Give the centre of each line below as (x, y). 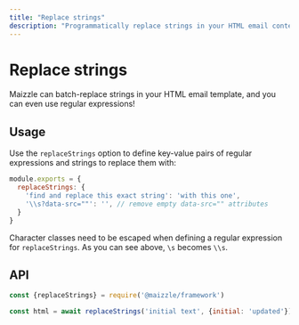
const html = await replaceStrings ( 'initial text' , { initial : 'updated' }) (151, 312)
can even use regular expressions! (72, 104)
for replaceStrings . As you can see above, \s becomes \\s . (119, 247)
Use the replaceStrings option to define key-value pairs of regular (131, 153)
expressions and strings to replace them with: (93, 163)
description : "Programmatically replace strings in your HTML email (139, 26)
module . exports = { (45, 179)
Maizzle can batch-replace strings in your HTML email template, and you (143, 94)
